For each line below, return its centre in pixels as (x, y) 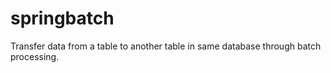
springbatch (62, 18)
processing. (35, 56)
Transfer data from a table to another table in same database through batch (166, 46)
